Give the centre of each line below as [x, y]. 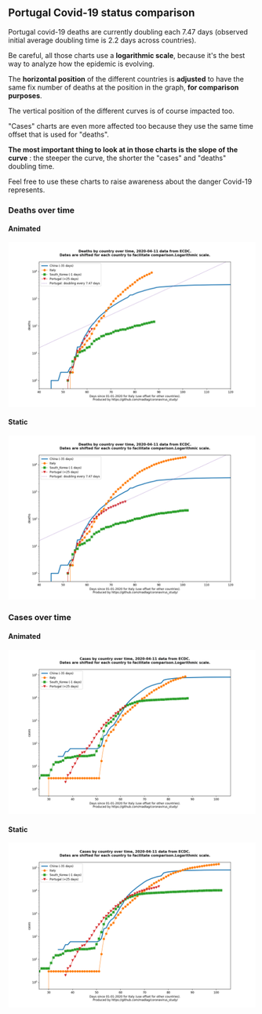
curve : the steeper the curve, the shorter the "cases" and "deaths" [117, 158]
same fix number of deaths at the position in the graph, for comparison [124, 87]
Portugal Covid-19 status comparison [102, 13]
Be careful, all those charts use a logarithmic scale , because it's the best [127, 55]
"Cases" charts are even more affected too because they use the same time [131, 126]
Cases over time [40, 618]
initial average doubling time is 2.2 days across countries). [102, 40]
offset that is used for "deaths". [59, 134]
